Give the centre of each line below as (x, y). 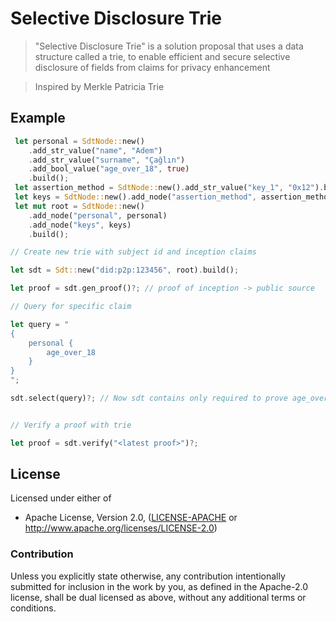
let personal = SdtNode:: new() (79, 141)
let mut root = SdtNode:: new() (79, 206)
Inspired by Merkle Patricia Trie (99, 86)
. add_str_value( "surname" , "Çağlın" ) (107, 160)
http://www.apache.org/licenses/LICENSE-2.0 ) (121, 528)
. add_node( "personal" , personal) (98, 215)
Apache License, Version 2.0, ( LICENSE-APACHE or (131, 518)
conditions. (33, 608)
